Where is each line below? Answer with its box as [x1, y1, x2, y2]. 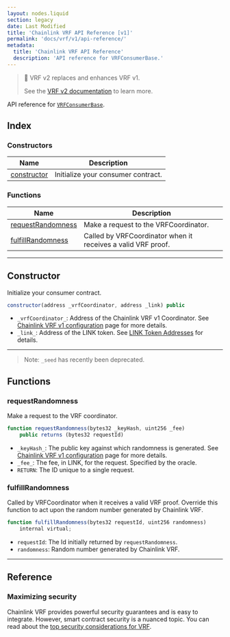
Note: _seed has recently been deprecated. [23, 356, 145, 364]
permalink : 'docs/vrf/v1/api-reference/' [7, 36, 127, 43]
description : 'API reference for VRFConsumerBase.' [13, 55, 164, 62]
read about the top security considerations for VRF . [7, 622, 152, 630]
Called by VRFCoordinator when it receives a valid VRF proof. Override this [7, 498, 218, 507]
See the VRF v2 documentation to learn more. [23, 86, 153, 95]
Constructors [7, 141, 53, 150]
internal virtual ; [19, 526, 72, 533]
